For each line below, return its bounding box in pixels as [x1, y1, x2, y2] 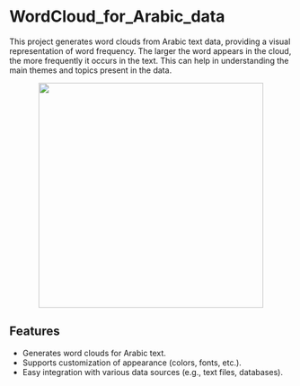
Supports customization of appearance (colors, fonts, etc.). [22, 357, 243, 368]
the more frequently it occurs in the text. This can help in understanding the [9, 55, 289, 66]
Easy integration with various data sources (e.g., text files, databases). [22, 366, 283, 377]
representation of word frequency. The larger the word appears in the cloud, [9, 45, 292, 56]
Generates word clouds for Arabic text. [22, 347, 166, 358]
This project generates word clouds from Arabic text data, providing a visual [9, 36, 291, 47]
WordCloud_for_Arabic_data [9, 6, 225, 27]
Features [9, 324, 60, 339]
